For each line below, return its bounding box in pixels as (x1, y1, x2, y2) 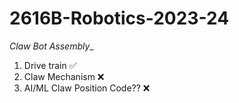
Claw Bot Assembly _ (9, 40, 94, 52)
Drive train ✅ (23, 59, 77, 71)
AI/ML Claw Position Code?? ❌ (23, 82, 151, 94)
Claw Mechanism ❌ (23, 70, 105, 82)
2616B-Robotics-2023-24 (9, 7, 230, 30)
